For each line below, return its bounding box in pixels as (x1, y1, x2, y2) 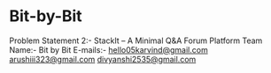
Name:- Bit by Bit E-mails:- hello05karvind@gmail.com (9, 44, 208, 55)
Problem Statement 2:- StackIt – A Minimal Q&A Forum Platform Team (9, 35, 263, 46)
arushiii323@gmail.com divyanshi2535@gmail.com (9, 54, 197, 64)
